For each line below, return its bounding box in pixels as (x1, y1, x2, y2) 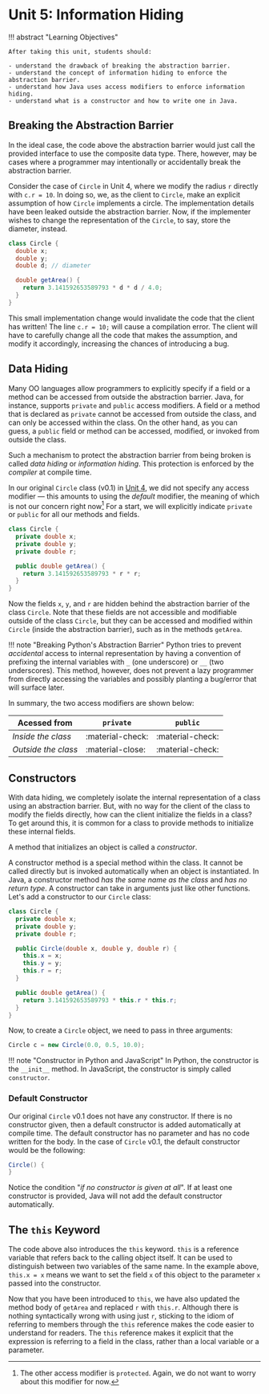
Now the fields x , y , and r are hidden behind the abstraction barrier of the (8, 599, 251, 609)
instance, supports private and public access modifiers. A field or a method (8, 400, 260, 410)
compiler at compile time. (8, 467, 92, 477)
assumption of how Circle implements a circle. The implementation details (8, 198, 255, 208)
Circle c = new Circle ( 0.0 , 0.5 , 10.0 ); (8, 1041, 146, 1050)
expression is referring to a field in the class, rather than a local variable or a (8, 1337, 259, 1347)
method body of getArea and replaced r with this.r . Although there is (8, 1302, 239, 1312)
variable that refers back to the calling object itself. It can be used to (8, 1253, 233, 1262)
